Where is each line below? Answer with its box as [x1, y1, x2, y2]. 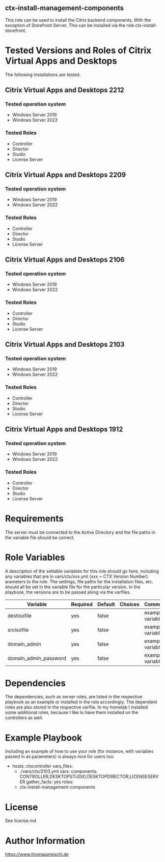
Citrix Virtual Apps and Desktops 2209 [5, 171, 126, 179]
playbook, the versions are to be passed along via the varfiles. [5, 589, 131, 595]
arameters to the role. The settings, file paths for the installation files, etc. [5, 578, 154, 584]
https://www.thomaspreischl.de [5, 851, 69, 858]
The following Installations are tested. [5, 72, 81, 77]
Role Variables [5, 552, 65, 563]
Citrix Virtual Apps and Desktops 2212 [5, 86, 124, 94]
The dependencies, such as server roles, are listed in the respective [5, 694, 142, 700]
